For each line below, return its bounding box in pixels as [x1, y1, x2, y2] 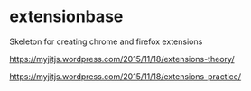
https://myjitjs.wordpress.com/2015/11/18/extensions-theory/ [9, 53, 235, 64]
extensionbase [9, 6, 124, 27]
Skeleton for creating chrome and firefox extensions [9, 36, 203, 47]
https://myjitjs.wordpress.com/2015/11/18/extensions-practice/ [9, 70, 242, 82]
